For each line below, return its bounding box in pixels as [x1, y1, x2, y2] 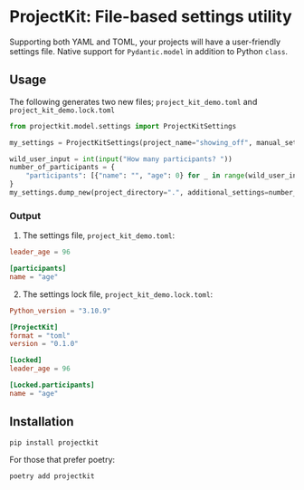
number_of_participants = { [9, 163, 116, 172]
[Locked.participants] [9, 380, 95, 390]
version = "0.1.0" [9, 340, 79, 349]
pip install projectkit [9, 437, 100, 447]
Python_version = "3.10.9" [9, 306, 111, 315]
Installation [9, 414, 74, 429]
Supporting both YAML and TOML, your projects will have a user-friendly [9, 36, 281, 47]
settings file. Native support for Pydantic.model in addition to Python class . [9, 45, 288, 56]
